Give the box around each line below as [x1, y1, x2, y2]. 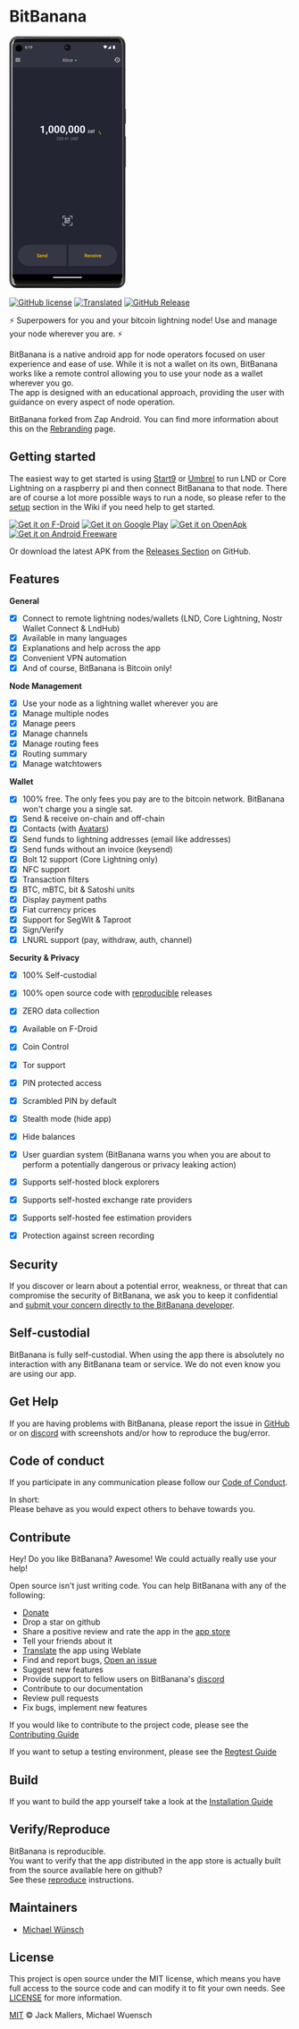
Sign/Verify [21, 924, 64, 936]
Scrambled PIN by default [21, 1095, 118, 1106]
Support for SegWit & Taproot [21, 914, 132, 925]
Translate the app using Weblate [21, 1645, 142, 1656]
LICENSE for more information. [9, 1992, 122, 2003]
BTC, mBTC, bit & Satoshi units [21, 884, 136, 895]
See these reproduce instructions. [9, 1874, 135, 1885]
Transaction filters [21, 874, 89, 885]
